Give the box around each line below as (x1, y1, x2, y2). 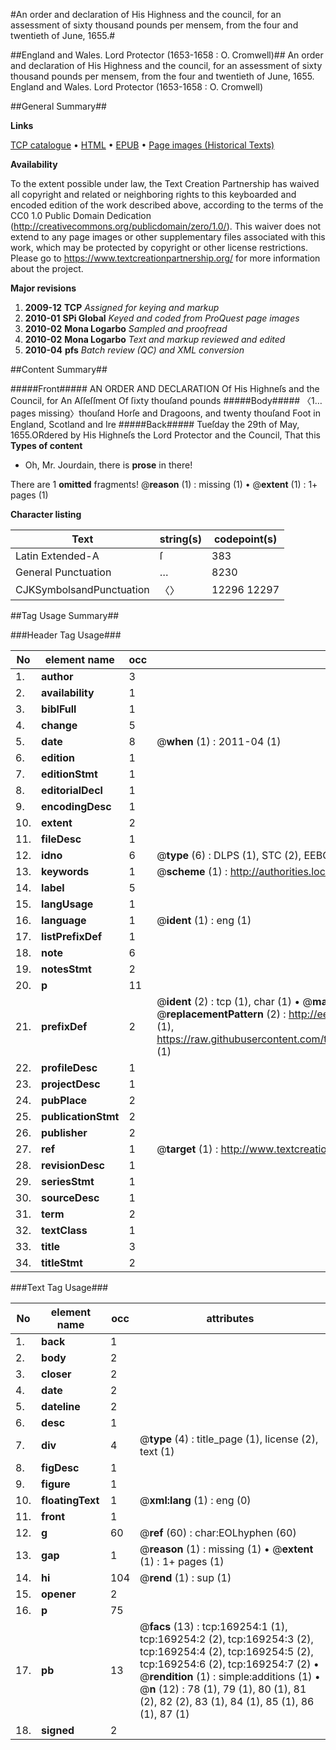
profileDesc (41, 1061, 98, 1074)
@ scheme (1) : (156, 865, 228, 878)
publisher (41, 1126, 88, 1139)
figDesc (41, 1461, 80, 1474)
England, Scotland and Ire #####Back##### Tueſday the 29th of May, (10, 419, 300, 430)
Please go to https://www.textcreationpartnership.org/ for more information (10, 252, 321, 264)
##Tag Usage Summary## (10, 610, 120, 621)
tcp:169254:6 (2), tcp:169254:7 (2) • (139, 1657, 320, 1671)
